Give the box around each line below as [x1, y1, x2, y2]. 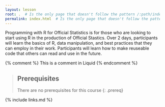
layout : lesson [5, 7, 36, 12]
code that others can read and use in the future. [5, 51, 102, 56]
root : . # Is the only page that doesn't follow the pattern [5, 12, 135, 17]
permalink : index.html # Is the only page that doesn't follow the [5, 16, 148, 21]
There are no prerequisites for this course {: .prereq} [17, 87, 124, 93]
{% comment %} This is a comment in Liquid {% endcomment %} [5, 60, 138, 66]
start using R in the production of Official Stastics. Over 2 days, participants [5, 35, 158, 41]
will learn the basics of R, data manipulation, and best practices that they [5, 40, 152, 46]
